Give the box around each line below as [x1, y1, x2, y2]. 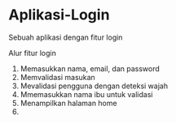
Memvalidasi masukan [20, 72, 95, 82]
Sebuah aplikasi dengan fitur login [8, 32, 123, 42]
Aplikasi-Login [8, 6, 110, 24]
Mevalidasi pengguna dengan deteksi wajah [20, 81, 169, 91]
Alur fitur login [8, 48, 57, 57]
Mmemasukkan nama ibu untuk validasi [20, 89, 153, 99]
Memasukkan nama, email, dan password [20, 63, 161, 74]
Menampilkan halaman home [20, 98, 117, 108]
